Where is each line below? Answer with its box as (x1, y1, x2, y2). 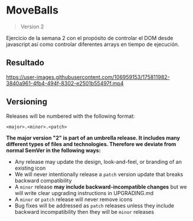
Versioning (6, 97, 47, 107)
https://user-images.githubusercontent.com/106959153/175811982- (6, 73, 170, 80)
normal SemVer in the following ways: (6, 147, 102, 154)
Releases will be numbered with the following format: (6, 113, 135, 120)
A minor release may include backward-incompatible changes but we (14, 183, 187, 190)
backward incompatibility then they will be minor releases (14, 208, 155, 215)
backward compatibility (14, 177, 72, 184)
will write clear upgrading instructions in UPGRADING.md (14, 189, 154, 196)
